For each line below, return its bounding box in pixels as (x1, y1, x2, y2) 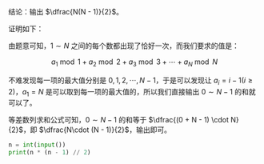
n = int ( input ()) (8, 141, 66, 150)
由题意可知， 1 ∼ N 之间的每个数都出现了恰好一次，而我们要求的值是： (8, 41, 240, 50)
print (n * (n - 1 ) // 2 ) (8, 149, 91, 157)
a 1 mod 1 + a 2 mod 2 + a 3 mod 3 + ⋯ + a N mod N (50, 57, 218, 68)
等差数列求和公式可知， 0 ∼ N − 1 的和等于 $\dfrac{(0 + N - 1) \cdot (8, 115, 230, 125)
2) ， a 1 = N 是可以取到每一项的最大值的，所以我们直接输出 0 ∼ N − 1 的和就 (8, 86, 256, 98)
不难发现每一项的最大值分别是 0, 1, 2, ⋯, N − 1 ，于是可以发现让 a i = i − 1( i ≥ (8, 75, 254, 86)
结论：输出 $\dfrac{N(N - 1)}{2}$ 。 (8, 7, 124, 16)
